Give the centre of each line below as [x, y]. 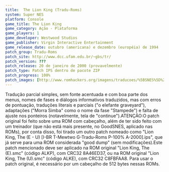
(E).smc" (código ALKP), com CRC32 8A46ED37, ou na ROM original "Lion [82, 153]
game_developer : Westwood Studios [41, 38]
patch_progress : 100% [28, 75]
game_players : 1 [22, 33]
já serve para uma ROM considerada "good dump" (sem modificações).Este [84, 142]
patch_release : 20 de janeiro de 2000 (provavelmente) [64, 66]
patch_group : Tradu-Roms [31, 52]
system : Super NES [24, 15]
